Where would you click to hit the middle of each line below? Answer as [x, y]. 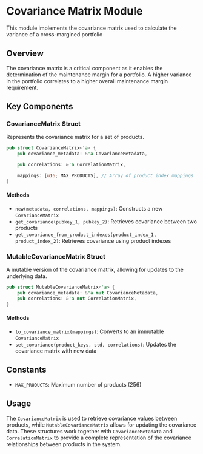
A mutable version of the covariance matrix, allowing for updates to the [95, 270]
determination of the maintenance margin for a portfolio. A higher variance [99, 75]
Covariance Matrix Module [75, 11]
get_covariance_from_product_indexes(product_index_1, [86, 235]
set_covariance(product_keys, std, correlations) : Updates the [96, 345]
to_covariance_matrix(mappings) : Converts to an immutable [89, 331]
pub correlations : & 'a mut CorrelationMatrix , [77, 299]
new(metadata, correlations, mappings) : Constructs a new [89, 209]
